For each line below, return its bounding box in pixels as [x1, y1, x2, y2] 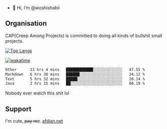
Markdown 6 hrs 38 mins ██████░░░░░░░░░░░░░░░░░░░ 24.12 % [5, 72, 145, 77]
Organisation [5, 19, 47, 28]
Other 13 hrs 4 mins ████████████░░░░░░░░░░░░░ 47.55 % [5, 67, 145, 72]
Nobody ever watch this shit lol [5, 90, 69, 96]
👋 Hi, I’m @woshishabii [12, 5, 60, 11]
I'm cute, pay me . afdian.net [5, 118, 63, 124]
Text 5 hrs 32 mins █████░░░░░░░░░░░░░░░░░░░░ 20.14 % [5, 76, 145, 81]
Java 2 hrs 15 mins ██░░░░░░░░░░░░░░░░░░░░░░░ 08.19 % [5, 81, 145, 86]
